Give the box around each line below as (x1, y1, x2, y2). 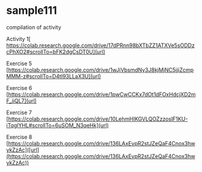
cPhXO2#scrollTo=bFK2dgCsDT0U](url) (6, 48, 106, 55)
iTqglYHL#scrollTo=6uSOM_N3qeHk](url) (6, 121, 109, 129)
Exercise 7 (6, 109, 32, 116)
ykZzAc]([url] (6, 146, 40, 153)
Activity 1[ (6, 35, 31, 42)
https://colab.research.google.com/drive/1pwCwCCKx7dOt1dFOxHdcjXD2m (8, 91, 196, 98)
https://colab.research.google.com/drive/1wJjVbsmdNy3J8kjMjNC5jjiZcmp (8, 66, 194, 73)
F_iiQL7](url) (6, 97, 37, 104)
